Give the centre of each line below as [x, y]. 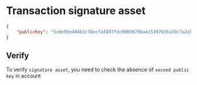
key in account [23, 76]
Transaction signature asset [76, 11]
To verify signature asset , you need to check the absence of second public [98, 70]
